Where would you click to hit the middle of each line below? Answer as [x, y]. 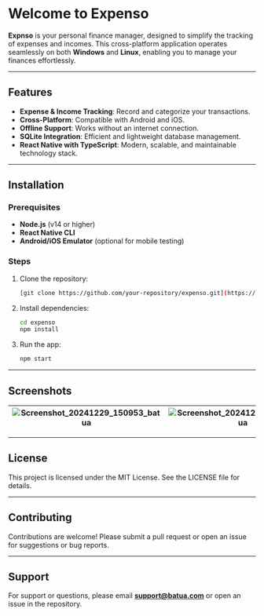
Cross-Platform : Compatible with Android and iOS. [102, 119]
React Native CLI [47, 233]
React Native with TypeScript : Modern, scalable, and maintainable [128, 144]
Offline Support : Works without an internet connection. [109, 128]
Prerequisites [34, 207]
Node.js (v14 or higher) [57, 224]
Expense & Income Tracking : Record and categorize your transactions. [135, 111]
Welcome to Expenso [79, 14]
